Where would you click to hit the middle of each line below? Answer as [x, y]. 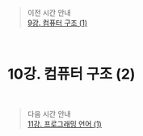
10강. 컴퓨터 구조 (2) [71, 74]
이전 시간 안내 [49, 13]
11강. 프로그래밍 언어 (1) [64, 124]
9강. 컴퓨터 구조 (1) [57, 23]
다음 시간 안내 [49, 113]
